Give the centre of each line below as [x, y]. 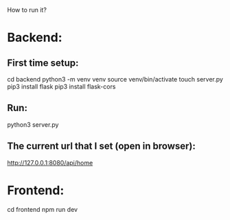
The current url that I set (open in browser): [101, 146]
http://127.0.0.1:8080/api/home [50, 162]
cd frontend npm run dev [42, 209]
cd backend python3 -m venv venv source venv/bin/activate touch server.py [115, 79]
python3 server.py [33, 124]
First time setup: [43, 63]
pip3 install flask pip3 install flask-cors [61, 86]
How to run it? [27, 10]
